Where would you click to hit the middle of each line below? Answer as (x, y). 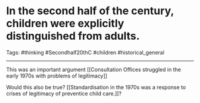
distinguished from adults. (73, 36)
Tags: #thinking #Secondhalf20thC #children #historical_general (85, 52)
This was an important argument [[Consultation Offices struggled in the (94, 69)
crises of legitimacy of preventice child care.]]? (64, 94)
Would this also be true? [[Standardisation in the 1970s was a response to (96, 87)
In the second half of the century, (90, 11)
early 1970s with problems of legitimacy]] (57, 76)
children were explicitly (65, 23)
